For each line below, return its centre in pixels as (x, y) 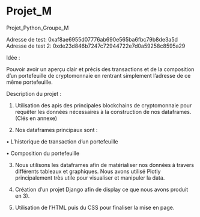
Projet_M (29, 11)
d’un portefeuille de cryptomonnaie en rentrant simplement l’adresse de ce (98, 75)
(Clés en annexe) (36, 118)
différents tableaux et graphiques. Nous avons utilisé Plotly (88, 171)
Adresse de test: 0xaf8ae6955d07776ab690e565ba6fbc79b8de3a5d (92, 39)
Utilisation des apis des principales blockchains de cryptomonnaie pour (103, 105)
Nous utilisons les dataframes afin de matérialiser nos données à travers (104, 165)
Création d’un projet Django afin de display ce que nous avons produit (102, 189)
